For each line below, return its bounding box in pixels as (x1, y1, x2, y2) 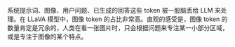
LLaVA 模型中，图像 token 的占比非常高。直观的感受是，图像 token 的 (27, 15, 228, 23)
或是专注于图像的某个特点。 (7, 32, 88, 41)
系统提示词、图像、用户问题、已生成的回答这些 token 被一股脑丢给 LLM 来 (7, 6, 221, 14)
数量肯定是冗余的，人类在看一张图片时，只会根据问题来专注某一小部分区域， (7, 24, 229, 32)
